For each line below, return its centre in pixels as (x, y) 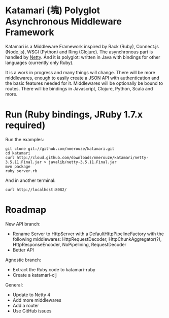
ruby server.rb (21, 171)
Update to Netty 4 (31, 295)
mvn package (18, 166)
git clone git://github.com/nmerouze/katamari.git (60, 149)
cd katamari (18, 153)
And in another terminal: (30, 180)
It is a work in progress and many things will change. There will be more (80, 72)
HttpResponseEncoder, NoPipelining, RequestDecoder (70, 244)
